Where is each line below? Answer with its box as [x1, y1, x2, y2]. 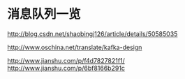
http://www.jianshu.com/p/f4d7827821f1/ [7, 56, 126, 64]
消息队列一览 [7, 6, 82, 22]
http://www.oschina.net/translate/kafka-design [7, 43, 142, 51]
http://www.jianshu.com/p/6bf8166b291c [7, 64, 126, 72]
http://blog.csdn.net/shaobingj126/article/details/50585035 [7, 29, 178, 38]
